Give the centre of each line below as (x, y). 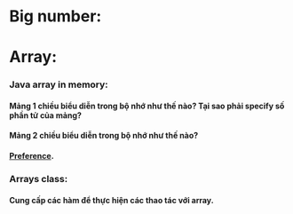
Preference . (32, 156)
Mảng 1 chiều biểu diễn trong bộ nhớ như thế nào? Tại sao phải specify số (147, 106)
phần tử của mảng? (46, 115)
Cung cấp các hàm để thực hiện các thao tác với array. (112, 200)
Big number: (55, 16)
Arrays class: (39, 179)
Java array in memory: (59, 84)
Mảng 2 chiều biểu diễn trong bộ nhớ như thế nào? (104, 136)
